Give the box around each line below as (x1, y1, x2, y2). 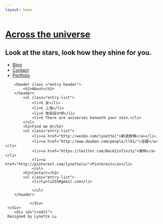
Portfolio (12, 72, 30, 78)
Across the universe (5, 28, 91, 40)
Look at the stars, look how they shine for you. (5, 48, 152, 57)
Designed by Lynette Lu (7, 214, 57, 219)
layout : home (5, 7, 32, 12)
